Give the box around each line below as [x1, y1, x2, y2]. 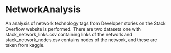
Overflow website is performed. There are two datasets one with [5, 25, 141, 32]
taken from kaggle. [5, 42, 45, 48]
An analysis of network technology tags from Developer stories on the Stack [5, 20, 166, 26]
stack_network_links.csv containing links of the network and [5, 31, 132, 37]
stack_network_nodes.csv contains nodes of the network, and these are [5, 37, 157, 43]
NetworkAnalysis [5, 4, 81, 15]
